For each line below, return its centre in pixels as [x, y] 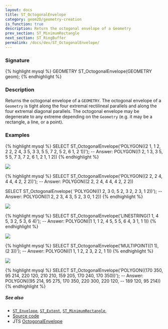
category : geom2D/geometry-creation [43, 19]
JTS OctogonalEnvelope [37, 321]
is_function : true [24, 24]
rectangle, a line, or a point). [34, 122]
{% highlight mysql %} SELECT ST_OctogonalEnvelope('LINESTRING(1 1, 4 [82, 216]
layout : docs [19, 10]
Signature [18, 60]
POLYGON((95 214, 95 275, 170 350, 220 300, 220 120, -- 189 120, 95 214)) [83, 281]
